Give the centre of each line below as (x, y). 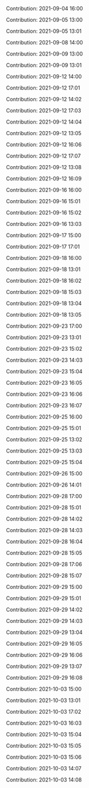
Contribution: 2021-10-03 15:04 (44, 734)
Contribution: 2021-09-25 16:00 (44, 417)
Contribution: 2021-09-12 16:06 (44, 145)
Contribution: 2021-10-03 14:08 (44, 780)
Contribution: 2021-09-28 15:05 (44, 553)
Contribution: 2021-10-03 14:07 (44, 768)
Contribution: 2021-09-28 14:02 (44, 519)
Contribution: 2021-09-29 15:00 (44, 587)
